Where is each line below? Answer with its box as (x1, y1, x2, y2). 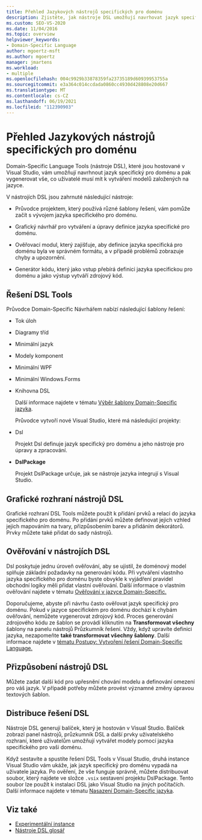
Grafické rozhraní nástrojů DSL (6, 494, 124, 504)
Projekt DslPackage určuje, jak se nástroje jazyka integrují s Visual (14, 470, 179, 478)
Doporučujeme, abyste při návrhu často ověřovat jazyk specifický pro (6, 600, 179, 607)
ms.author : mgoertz (6, 54, 55, 60)
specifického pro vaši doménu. (6, 743, 83, 750)
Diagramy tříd (14, 329, 49, 336)
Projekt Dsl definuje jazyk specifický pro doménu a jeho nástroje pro (14, 440, 185, 447)
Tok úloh (14, 317, 37, 325)
